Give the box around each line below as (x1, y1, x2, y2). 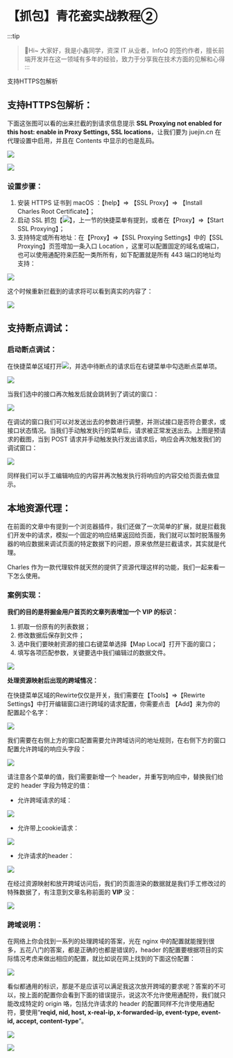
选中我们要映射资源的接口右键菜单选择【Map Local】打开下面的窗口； (17, 639, 218, 648)
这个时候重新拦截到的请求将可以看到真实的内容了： (7, 287, 153, 296)
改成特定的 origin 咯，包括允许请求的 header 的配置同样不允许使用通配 (12, 1000, 215, 1008)
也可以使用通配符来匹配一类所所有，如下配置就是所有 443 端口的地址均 (17, 251, 221, 259)
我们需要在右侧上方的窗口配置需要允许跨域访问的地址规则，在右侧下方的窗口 (7, 736, 226, 744)
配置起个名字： (7, 708, 50, 716)
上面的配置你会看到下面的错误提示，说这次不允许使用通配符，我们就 (25, 991, 220, 999)
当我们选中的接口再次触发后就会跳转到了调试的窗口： (7, 389, 159, 398)
